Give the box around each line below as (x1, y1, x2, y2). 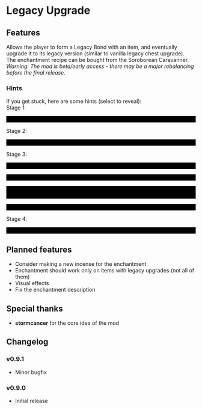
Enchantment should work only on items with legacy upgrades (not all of (14, 267, 195, 274)
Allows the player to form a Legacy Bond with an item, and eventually (6, 43, 177, 51)
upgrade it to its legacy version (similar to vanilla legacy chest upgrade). (6, 50, 185, 57)
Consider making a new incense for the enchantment (14, 260, 147, 268)
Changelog (6, 337, 49, 347)
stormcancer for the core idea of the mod (14, 319, 119, 327)
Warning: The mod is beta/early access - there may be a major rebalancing (6, 63, 194, 70)
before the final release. (6, 69, 66, 76)
